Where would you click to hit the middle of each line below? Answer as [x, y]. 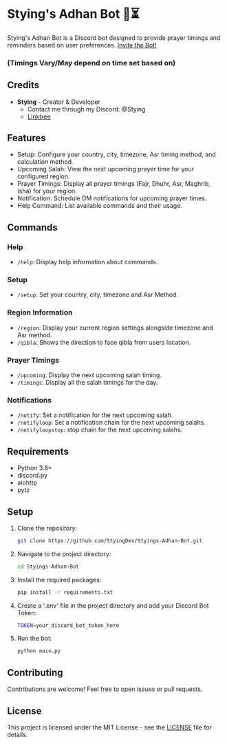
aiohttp [27, 482]
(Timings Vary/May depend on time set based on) [91, 63]
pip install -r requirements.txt [65, 592]
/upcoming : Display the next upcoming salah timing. [89, 375]
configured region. [43, 176]
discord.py [32, 476]
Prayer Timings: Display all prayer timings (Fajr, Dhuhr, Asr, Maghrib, [114, 184]
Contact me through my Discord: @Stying [86, 109]
